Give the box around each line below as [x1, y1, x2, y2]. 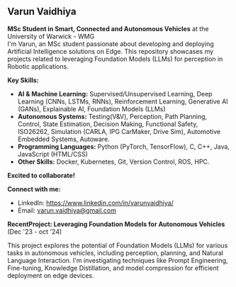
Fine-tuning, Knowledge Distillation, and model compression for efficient [7, 264, 219, 272]
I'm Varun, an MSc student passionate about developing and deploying [7, 39, 214, 48]
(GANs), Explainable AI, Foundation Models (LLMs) [17, 104, 166, 113]
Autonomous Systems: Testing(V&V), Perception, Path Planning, [17, 112, 208, 120]
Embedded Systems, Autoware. [17, 135, 110, 143]
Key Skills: [7, 76, 39, 84]
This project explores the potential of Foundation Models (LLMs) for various [7, 241, 228, 249]
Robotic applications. [7, 62, 69, 70]
